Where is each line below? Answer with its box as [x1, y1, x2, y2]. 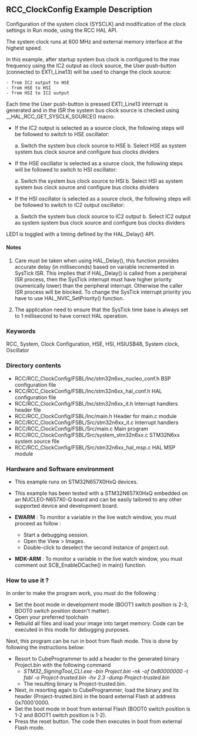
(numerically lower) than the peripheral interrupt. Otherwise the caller [14, 282, 183, 290]
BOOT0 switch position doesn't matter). [14, 607, 111, 615]
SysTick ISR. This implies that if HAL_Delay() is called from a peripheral [14, 270, 187, 277]
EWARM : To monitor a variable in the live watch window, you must [14, 513, 177, 521]
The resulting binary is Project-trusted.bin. [23, 681, 126, 688]
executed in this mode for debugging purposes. [14, 626, 131, 633]
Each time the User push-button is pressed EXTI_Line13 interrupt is [6, 100, 169, 107]
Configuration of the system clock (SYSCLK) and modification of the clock [6, 20, 186, 27]
